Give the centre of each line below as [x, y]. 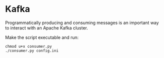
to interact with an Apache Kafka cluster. [47, 28]
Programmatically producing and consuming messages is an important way [82, 23]
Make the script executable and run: [42, 37]
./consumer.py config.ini [32, 51]
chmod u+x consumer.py [28, 46]
